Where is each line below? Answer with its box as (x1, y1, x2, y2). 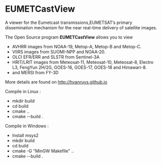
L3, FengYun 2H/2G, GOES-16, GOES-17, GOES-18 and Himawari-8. (12, 64, 147, 70)
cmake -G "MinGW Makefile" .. (12, 148, 74, 154)
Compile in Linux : (5, 88, 41, 94)
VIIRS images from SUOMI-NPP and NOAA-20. (12, 49, 106, 55)
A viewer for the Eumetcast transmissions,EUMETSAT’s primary (5, 20, 132, 25)
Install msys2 (12, 132, 39, 138)
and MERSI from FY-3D (12, 69, 59, 75)
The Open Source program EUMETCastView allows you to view (5, 34, 133, 40)
